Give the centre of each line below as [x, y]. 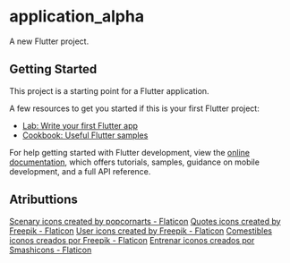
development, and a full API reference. [80, 171]
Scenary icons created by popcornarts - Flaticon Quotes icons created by [145, 221]
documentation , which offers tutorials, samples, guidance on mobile [134, 162]
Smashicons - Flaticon [51, 250]
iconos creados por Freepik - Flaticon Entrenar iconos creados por [132, 240]
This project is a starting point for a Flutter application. [109, 90]
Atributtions [44, 200]
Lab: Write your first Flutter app [80, 125]
